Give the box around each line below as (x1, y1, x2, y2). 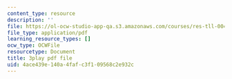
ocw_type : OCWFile (7, 42, 60, 49)
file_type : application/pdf (7, 29, 88, 36)
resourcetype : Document (7, 49, 76, 56)
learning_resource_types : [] (7, 36, 91, 43)
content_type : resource (7, 10, 76, 17)
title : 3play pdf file (7, 55, 72, 62)
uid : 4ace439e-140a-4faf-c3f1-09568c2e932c (7, 61, 135, 68)
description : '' (7, 16, 54, 23)
